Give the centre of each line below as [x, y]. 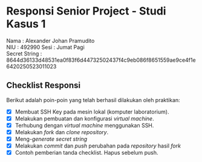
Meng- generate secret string [51, 139]
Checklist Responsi [43, 86]
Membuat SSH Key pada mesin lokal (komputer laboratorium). [92, 112]
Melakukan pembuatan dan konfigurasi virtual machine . [84, 118]
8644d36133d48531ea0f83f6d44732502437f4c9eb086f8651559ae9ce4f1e [101, 60]
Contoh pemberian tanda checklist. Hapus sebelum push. [86, 153]
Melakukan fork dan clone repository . [62, 132]
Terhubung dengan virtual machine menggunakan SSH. [84, 125]
